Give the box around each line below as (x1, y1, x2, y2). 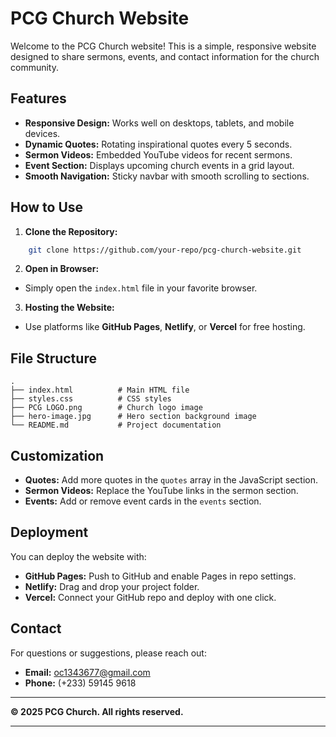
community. (10, 61, 59, 73)
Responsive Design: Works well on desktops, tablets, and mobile (24, 117, 295, 129)
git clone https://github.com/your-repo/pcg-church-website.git (28, 245, 302, 255)
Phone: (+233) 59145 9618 (24, 677, 137, 689)
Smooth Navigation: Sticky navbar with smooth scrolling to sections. (24, 170, 310, 182)
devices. (24, 127, 61, 139)
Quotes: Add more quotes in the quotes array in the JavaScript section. (24, 474, 318, 486)
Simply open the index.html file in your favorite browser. (24, 282, 258, 294)
